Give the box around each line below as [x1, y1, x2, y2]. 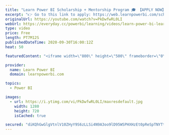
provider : [5, 62, 26, 67]
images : [5, 94, 22, 99]
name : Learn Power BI [10, 67, 55, 72]
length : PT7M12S [5, 35, 39, 40]
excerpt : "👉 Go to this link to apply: [5, 12, 92, 17]
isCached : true [14, 113, 46, 118]
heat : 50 [5, 44, 24, 49]
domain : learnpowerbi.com [10, 72, 64, 77]
